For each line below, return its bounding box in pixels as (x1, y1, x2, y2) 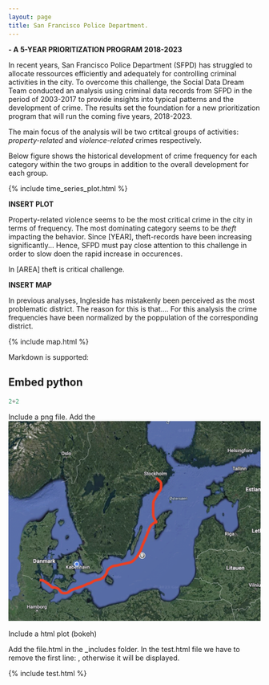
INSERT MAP (8, 279, 52, 289)
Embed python (8, 375, 83, 389)
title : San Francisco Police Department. (8, 21, 149, 30)
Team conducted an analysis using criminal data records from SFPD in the (8, 85, 253, 96)
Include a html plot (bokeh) (8, 629, 98, 638)
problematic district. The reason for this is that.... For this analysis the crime (8, 304, 258, 313)
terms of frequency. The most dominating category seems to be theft (8, 223, 237, 233)
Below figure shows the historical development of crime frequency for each (8, 151, 258, 161)
